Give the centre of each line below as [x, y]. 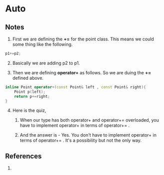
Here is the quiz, [29, 111]
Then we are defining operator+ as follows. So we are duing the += [82, 72]
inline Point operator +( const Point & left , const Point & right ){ [76, 87]
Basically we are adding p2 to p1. [46, 63]
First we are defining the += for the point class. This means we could [83, 39]
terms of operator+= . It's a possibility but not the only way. [81, 141]
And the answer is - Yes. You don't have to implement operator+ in [88, 135]
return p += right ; [32, 96]
